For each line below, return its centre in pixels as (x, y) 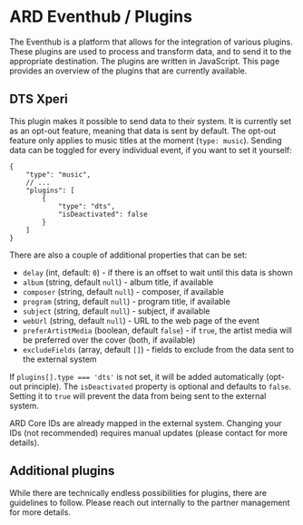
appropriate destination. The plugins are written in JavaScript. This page (145, 61)
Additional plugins (62, 471)
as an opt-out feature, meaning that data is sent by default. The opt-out (143, 131)
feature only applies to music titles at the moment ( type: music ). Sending (146, 140)
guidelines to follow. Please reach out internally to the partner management (150, 502)
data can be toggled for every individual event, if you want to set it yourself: (151, 150)
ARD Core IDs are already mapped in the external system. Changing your (146, 423)
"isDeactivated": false (103, 214)
